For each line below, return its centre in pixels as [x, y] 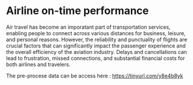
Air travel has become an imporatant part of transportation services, [88, 27]
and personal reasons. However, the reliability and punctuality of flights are [97, 39]
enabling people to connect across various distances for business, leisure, [96, 33]
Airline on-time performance [77, 11]
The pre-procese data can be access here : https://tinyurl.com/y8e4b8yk [95, 76]
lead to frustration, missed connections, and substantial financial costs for [96, 58]
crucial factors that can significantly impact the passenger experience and [96, 46]
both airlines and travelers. [38, 64]
